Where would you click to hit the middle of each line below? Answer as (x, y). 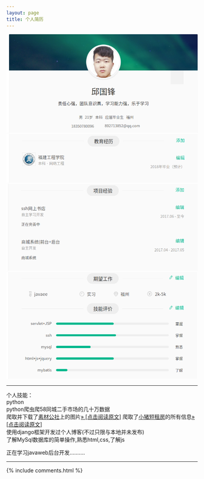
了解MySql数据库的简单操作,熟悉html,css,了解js (66, 439)
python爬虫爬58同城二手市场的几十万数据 (58, 409)
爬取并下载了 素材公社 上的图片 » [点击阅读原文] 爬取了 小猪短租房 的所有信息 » (101, 416)
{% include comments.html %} (45, 470)
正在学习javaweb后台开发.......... (46, 452)
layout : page (23, 13)
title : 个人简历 (25, 19)
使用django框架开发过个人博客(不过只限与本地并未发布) (75, 432)
